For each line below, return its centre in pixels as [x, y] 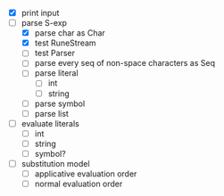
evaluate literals [50, 123]
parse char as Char [70, 33]
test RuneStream [65, 43]
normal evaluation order [79, 184]
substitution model [55, 163]
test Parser [54, 53]
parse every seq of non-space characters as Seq [125, 63]
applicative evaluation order [86, 174]
